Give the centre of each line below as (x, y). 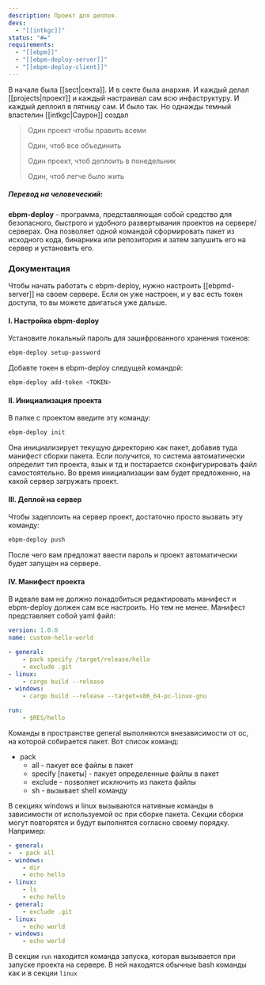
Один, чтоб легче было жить (76, 176)
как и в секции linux (43, 973)
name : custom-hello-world (51, 638)
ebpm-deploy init (37, 432)
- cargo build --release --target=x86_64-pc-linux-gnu (115, 696)
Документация (39, 268)
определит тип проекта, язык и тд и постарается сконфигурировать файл (132, 465)
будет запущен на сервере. (55, 564)
